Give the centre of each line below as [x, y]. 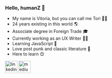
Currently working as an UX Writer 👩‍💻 [50, 38]
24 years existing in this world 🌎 [45, 24]
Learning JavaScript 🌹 [34, 44]
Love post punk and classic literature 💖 [51, 49]
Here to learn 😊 [28, 54]
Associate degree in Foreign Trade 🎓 [50, 31]
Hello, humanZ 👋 [25, 8]
